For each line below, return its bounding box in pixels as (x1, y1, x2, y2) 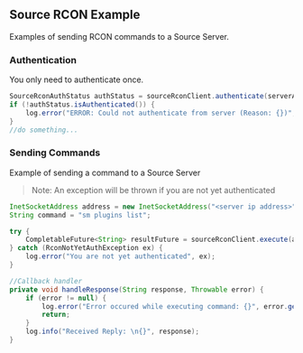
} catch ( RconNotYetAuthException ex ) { (9, 244, 164, 253)
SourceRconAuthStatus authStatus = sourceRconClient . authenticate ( (9, 92, 269, 101)
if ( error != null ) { (25, 293, 106, 302)
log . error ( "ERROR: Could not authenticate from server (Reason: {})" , (25, 108, 297, 117)
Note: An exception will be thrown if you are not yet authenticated (31, 184, 276, 195)
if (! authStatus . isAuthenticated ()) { (9, 99, 155, 109)
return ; (41, 311, 70, 320)
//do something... (9, 125, 78, 135)
